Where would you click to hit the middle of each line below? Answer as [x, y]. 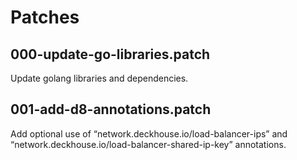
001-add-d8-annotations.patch [111, 109]
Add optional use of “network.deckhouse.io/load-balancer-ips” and [149, 133]
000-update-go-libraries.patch [110, 54]
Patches [45, 17]
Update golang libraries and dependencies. [99, 78]
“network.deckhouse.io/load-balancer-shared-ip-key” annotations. [148, 144]
